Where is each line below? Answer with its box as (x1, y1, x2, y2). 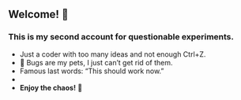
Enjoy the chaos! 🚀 (19, 83, 83, 92)
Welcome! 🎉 (8, 8, 69, 21)
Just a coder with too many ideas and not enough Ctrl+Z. (19, 49, 206, 59)
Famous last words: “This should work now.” (19, 66, 164, 76)
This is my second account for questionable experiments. (8, 31, 235, 43)
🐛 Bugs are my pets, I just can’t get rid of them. (19, 57, 173, 67)
